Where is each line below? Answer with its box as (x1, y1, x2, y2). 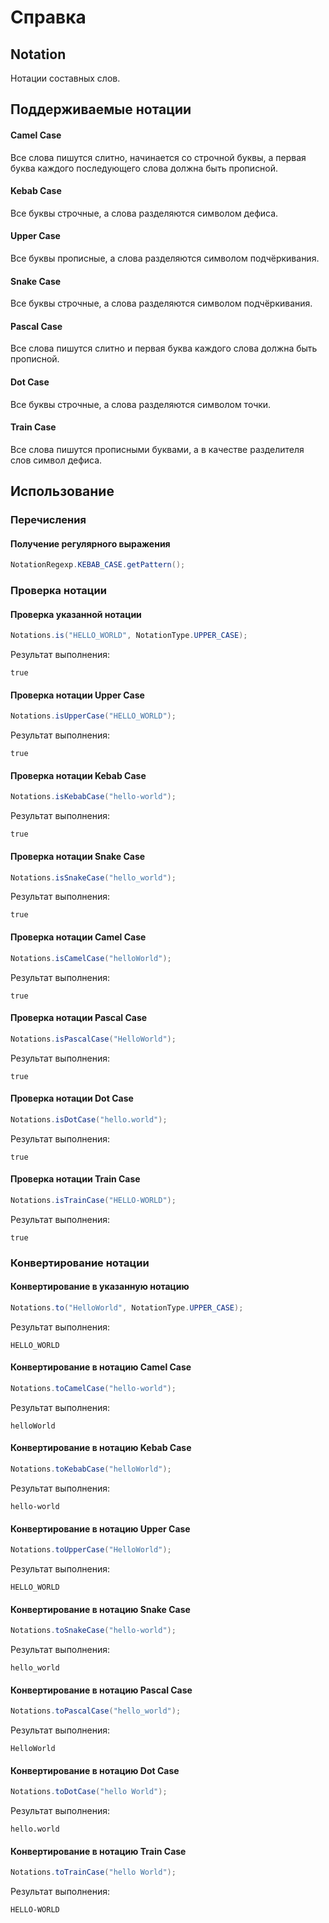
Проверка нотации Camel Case (10, 931, 147, 943)
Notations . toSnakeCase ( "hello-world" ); (10, 1626, 177, 1636)
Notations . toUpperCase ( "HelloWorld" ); (10, 1545, 172, 1555)
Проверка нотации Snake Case (10, 850, 146, 862)
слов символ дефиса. (10, 454, 103, 466)
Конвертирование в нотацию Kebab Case (10, 1442, 192, 1454)
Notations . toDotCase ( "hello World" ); (10, 1787, 168, 1797)
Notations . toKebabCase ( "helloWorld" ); (10, 1464, 172, 1475)
